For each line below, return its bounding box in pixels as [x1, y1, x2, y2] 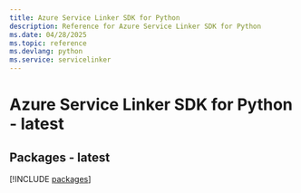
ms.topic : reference [9, 38, 88, 48]
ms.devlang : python [9, 47, 83, 56]
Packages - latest [9, 150, 111, 165]
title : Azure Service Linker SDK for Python [9, 13, 180, 23]
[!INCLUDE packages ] [9, 174, 92, 184]
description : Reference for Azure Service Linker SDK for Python [9, 22, 261, 31]
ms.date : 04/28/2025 [9, 30, 88, 39]
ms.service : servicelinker [9, 55, 112, 64]
